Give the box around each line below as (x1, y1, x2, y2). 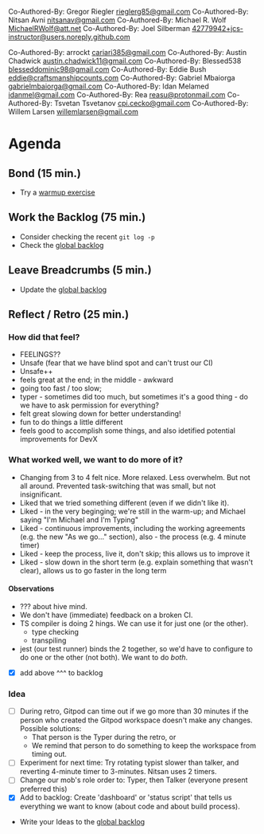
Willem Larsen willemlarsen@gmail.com (8, 107, 139, 116)
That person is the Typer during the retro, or (31, 733, 177, 742)
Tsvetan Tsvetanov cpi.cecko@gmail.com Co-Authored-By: (54, 99, 249, 108)
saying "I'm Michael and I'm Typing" (19, 514, 139, 525)
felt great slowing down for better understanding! (19, 409, 181, 419)
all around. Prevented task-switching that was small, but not (19, 481, 216, 490)
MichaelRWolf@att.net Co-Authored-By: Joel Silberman (8, 24, 191, 33)
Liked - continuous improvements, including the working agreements (19, 523, 246, 533)
